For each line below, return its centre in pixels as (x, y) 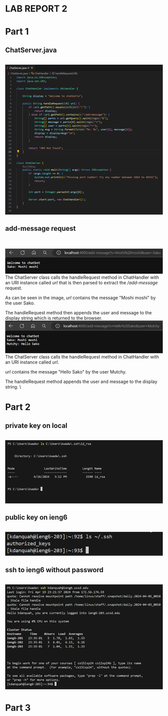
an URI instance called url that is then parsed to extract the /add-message (82, 283)
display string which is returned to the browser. (54, 318)
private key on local (36, 425)
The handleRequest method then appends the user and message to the (78, 313)
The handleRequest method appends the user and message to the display (81, 382)
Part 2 (18, 407)
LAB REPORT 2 (36, 9)
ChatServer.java (31, 50)
